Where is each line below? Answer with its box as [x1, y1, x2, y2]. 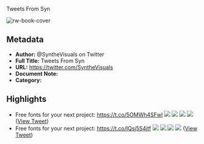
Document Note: [15, 70, 58, 77]
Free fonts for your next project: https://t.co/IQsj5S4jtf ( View [15, 125, 197, 132]
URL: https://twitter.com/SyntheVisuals [15, 63, 114, 70]
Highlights [6, 94, 47, 105]
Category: [15, 76, 42, 84]
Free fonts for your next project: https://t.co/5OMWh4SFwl [15, 111, 163, 118]
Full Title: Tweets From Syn [15, 57, 85, 64]
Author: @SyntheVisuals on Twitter [15, 50, 105, 58]
